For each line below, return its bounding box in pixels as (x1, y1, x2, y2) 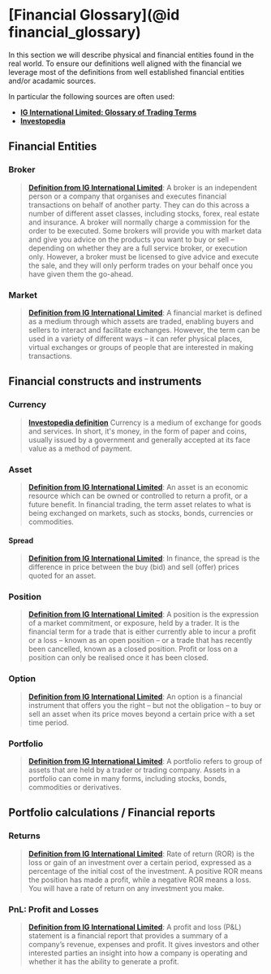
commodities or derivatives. (28, 783, 122, 792)
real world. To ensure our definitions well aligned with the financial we (8, 59, 242, 68)
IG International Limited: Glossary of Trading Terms (19, 107, 197, 117)
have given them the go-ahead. (28, 269, 134, 278)
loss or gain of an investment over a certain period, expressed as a (28, 857, 252, 867)
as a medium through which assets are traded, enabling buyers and (28, 316, 254, 326)
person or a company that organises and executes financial (28, 191, 227, 201)
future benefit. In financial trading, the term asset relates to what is (28, 499, 252, 509)
